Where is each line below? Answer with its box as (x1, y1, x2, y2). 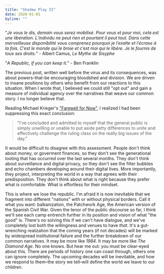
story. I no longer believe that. (5, 96, 65, 102)
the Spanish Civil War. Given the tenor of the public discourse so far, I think (5, 207, 156, 213)
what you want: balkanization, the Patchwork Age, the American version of (5, 202, 156, 208)
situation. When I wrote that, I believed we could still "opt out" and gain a (5, 85, 152, 91)
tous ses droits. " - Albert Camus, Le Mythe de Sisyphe (5, 51, 115, 56)
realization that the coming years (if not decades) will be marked (27, 228, 158, 234)
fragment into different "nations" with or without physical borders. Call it (5, 196, 151, 202)
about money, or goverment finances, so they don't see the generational (5, 150, 151, 156)
